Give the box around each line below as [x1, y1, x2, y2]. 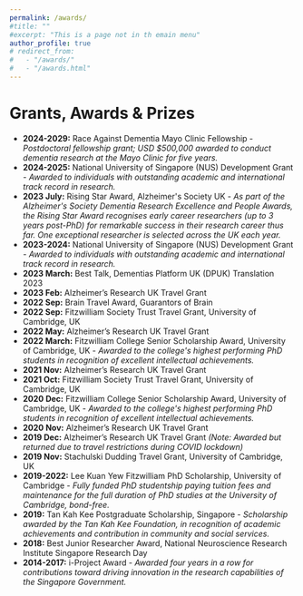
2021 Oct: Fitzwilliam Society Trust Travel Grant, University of [22, 374, 254, 385]
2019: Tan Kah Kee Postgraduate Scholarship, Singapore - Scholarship [22, 509, 288, 520]
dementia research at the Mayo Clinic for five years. [22, 151, 219, 163]
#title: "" [9, 22, 51, 31]
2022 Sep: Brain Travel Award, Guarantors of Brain [22, 297, 213, 308]
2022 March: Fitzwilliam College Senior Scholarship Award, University [22, 335, 286, 346]
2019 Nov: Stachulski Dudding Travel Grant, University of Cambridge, [22, 451, 283, 462]
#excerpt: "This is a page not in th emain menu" [9, 30, 201, 39]
